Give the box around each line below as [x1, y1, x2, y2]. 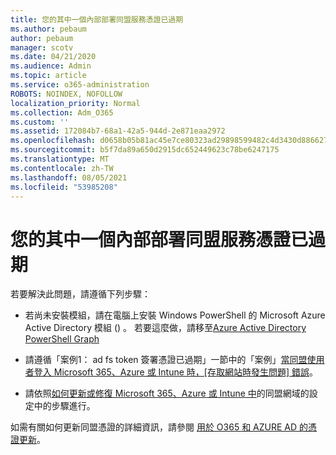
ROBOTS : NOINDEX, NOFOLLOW [10, 89, 123, 99]
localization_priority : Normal [10, 98, 141, 108]
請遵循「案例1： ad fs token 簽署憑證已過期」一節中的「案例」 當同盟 [24, 354, 308, 366]
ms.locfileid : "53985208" [10, 182, 118, 192]
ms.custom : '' [10, 117, 70, 127]
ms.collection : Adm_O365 [10, 107, 114, 118]
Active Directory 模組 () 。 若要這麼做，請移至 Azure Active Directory [24, 322, 307, 334]
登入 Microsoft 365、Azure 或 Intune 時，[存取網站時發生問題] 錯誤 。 [33, 366, 318, 378]
